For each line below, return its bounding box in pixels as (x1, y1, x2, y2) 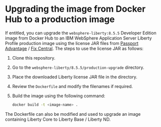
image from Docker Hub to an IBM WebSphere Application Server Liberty (5, 35, 152, 41)
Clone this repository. (12, 55, 56, 61)
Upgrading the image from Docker (5, 3, 146, 15)
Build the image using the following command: (12, 93, 105, 99)
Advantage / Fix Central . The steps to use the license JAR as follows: (5, 45, 144, 51)
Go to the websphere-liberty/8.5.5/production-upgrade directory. (12, 64, 144, 70)
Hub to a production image (5, 14, 115, 25)
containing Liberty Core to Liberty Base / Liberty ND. (5, 116, 111, 122)
